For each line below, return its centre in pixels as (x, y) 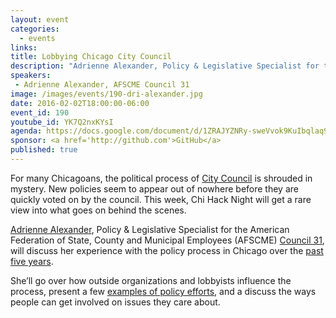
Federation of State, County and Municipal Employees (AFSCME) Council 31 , (167, 240)
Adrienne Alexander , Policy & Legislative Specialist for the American (150, 229)
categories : (35, 29)
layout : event (40, 19)
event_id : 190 (40, 112)
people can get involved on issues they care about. (115, 302)
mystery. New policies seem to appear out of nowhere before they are (154, 188)
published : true (44, 150)
